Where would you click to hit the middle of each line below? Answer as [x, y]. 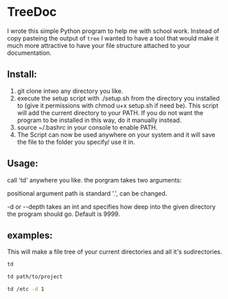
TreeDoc [32, 12]
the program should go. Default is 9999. [64, 214]
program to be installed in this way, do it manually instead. [99, 120]
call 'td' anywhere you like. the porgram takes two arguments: [94, 180]
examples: [30, 235]
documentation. [30, 53]
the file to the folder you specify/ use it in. [76, 142]
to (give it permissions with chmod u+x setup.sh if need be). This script [117, 105]
